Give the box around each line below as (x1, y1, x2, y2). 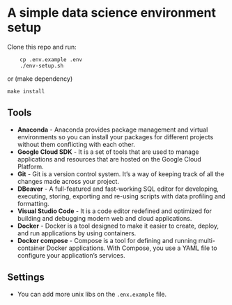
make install (7, 88, 45, 95)
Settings (7, 272, 45, 283)
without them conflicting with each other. (17, 140, 136, 148)
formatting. (17, 199, 50, 208)
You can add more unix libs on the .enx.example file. (17, 290, 167, 298)
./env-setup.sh (20, 62, 64, 69)
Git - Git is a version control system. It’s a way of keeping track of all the (17, 169, 224, 178)
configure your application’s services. (17, 251, 125, 259)
